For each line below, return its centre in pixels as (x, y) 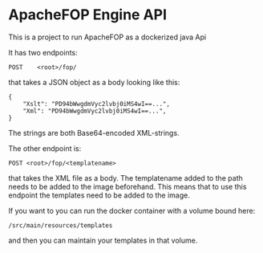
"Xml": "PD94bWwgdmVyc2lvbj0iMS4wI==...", (95, 111)
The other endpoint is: (45, 148)
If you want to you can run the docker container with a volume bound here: (132, 210)
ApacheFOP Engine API (87, 15)
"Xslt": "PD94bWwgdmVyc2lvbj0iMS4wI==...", (97, 104)
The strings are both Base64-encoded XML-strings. (94, 133)
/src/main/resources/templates (61, 225)
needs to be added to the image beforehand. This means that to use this (127, 186)
